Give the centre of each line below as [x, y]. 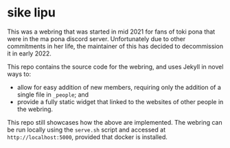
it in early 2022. [29, 53]
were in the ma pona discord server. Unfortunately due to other [96, 38]
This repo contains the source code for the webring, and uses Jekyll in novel [115, 66]
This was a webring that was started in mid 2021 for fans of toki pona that [111, 32]
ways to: [19, 74]
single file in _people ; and [53, 95]
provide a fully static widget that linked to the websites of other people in [120, 101]
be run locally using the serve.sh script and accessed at [87, 129]
